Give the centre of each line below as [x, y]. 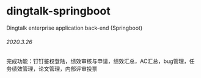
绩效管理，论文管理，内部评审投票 [54, 69]
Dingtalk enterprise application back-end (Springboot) [74, 28]
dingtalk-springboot [59, 11]
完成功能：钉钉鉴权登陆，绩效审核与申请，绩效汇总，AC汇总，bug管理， [98, 61]
